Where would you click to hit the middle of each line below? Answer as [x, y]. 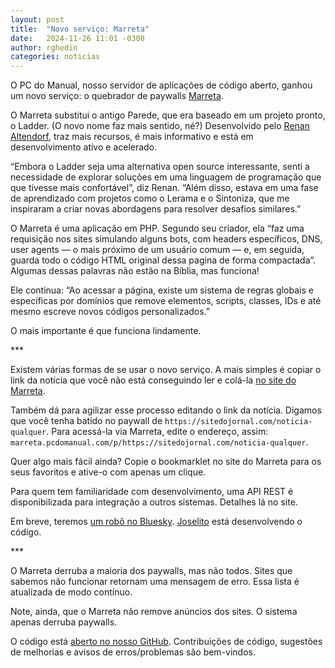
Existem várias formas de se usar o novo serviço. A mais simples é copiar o [166, 370]
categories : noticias [55, 57]
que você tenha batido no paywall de [86, 421]
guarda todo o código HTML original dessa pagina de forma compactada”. [163, 260]
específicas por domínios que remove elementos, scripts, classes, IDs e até [166, 301]
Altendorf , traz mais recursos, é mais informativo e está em [132, 137]
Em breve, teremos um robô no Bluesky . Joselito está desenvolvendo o [156, 522]
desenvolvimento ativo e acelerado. [84, 147]
